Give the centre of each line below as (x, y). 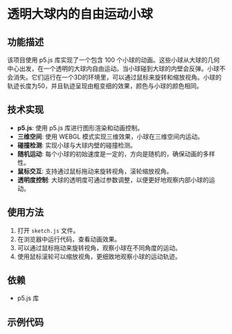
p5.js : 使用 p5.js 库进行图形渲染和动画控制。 (80, 128)
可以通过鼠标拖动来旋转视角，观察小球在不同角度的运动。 (99, 247)
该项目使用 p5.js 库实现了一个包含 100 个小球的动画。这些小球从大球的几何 (114, 60)
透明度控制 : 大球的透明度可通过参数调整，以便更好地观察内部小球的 (113, 179)
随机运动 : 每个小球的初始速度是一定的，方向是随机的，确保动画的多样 (116, 154)
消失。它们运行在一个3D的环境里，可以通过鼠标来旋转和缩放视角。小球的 (117, 77)
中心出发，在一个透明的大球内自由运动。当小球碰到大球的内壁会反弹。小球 (113, 69)
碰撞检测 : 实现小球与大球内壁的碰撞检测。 (77, 145)
